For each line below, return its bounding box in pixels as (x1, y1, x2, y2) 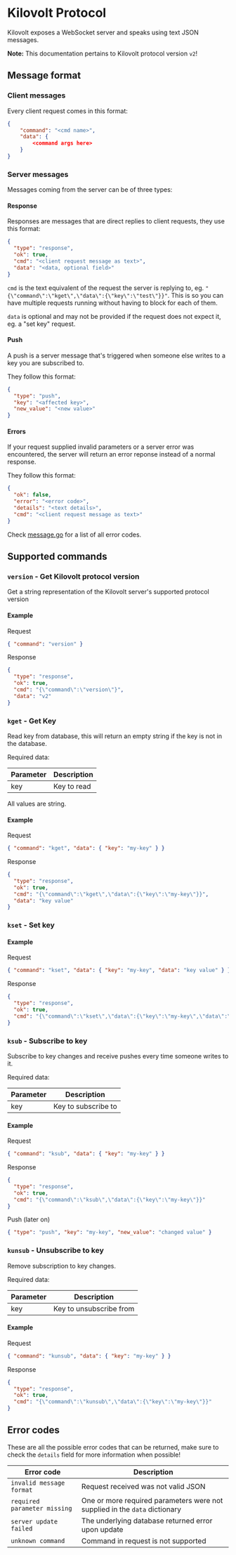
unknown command (11, 1537, 65, 1544)
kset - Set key (7, 920, 55, 930)
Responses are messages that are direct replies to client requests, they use (7, 217, 225, 225)
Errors (7, 427, 26, 435)
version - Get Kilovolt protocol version (7, 571, 140, 581)
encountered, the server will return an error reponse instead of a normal (7, 450, 216, 459)
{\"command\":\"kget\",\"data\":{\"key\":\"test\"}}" (7, 292, 169, 299)
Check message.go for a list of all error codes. (7, 530, 142, 539)
